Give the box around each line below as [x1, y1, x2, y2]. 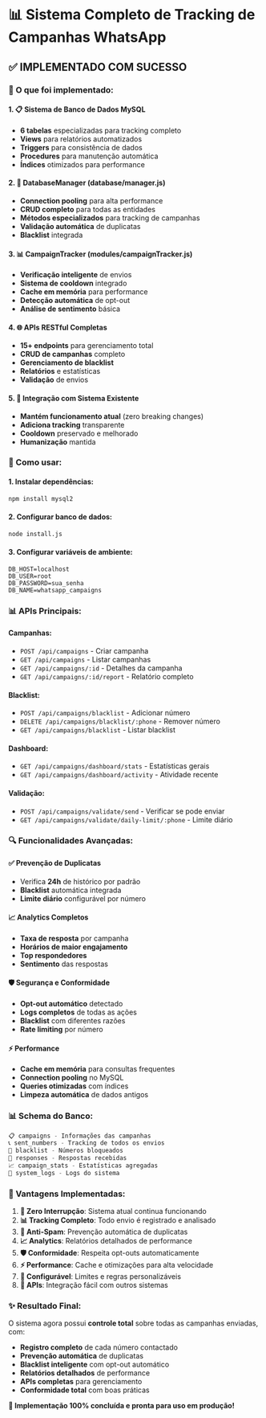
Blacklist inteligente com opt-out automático [19, 1359, 170, 1370]
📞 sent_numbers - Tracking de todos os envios [8, 1139, 166, 1147]
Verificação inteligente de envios [19, 270, 132, 280]
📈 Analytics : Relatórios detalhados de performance [19, 1236, 192, 1246]
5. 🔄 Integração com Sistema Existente [8, 393, 139, 403]
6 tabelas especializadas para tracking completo [19, 125, 182, 135]
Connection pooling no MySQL [19, 1073, 124, 1083]
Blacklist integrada [19, 230, 83, 240]
